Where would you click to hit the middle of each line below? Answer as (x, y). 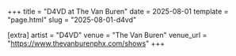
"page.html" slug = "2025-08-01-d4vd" (72, 20)
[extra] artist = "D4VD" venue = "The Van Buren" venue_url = (107, 35)
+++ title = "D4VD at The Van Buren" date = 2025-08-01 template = (118, 11)
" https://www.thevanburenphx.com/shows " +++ (86, 43)
